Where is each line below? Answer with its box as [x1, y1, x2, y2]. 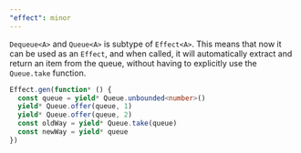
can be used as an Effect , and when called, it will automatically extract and [9, 47, 293, 59]
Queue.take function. [9, 67, 87, 78]
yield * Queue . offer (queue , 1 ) [17, 102, 132, 111]
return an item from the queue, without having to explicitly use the [9, 57, 257, 68]
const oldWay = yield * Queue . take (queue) [17, 119, 178, 128]
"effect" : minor [9, 13, 71, 23]
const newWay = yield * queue [17, 127, 129, 137]
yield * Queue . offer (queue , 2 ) [17, 110, 132, 119]
